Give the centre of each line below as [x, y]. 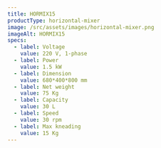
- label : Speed [36, 113]
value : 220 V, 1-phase [54, 54]
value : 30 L [38, 107]
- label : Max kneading [47, 126]
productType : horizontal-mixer [54, 21]
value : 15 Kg [40, 133]
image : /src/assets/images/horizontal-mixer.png [81, 27]
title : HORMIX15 [31, 14]
